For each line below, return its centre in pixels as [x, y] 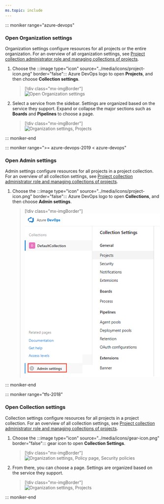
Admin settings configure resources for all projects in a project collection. [79, 171]
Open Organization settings [39, 38]
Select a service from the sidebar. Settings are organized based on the [84, 103]
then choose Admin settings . [42, 202]
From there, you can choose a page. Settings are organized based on [82, 468]
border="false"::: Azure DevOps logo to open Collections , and [96, 197]
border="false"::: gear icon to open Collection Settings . [69, 443]
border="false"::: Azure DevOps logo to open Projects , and [93, 73]
